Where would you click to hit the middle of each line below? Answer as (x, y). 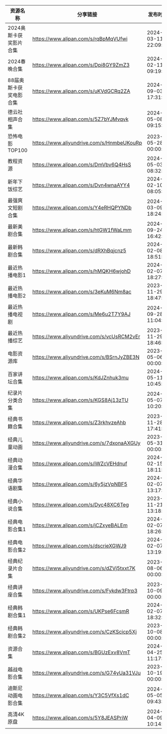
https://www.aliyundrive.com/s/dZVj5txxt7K (84, 568)
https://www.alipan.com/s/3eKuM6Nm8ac (82, 292)
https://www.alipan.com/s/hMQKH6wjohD (81, 271)
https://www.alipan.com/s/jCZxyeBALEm (80, 525)
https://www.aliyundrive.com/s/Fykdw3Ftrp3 (85, 591)
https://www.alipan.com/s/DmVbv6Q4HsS (82, 165)
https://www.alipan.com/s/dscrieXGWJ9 (79, 546)
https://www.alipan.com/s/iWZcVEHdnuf (80, 464)
